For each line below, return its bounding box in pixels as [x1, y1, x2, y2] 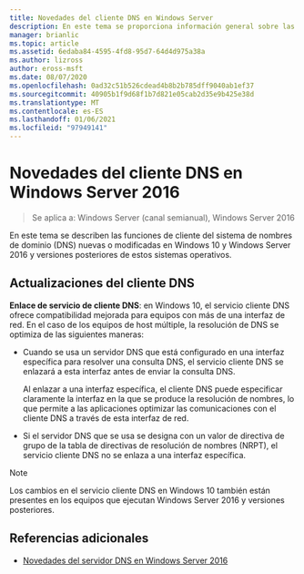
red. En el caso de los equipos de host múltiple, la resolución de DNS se [9, 319, 279, 330]
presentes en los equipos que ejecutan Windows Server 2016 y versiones [9, 494, 285, 506]
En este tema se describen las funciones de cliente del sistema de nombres [9, 230, 293, 241]
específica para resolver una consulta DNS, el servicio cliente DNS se [22, 356, 284, 367]
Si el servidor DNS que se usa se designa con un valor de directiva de [22, 430, 285, 441]
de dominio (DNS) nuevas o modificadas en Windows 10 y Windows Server [9, 239, 291, 251]
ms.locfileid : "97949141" [9, 124, 107, 133]
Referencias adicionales [9, 530, 149, 547]
